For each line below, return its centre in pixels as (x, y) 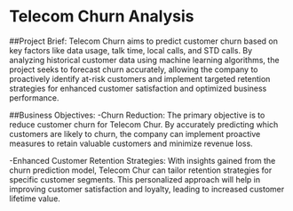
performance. (34, 97)
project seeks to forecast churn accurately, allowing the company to (134, 69)
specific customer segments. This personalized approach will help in (135, 179)
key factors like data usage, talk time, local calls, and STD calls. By (131, 50)
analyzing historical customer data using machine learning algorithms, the (144, 60)
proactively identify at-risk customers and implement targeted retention (140, 78)
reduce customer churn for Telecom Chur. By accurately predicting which (144, 124)
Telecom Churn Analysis (102, 16)
